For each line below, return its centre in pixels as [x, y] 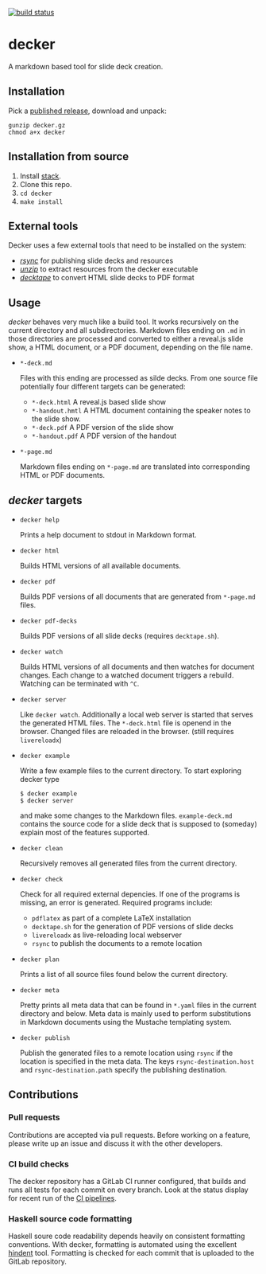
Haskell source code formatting [70, 1218]
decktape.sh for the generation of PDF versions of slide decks [133, 926]
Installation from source [69, 156]
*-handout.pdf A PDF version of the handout [104, 436]
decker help [39, 520]
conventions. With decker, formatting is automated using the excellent [123, 1245]
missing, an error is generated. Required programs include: [116, 903]
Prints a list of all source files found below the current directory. [124, 974]
